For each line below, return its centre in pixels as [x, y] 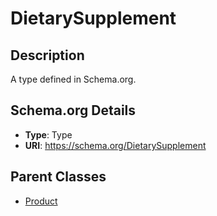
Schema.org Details [73, 110]
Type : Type [48, 134]
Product [41, 201]
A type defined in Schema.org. [73, 79]
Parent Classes [58, 177]
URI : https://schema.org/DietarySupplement [115, 145]
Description [47, 55]
